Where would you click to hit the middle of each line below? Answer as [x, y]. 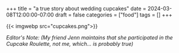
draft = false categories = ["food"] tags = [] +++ [114, 15]
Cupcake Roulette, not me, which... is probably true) [70, 44]
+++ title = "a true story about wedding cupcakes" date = [76, 9]
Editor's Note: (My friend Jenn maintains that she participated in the [89, 37]
